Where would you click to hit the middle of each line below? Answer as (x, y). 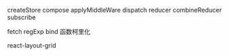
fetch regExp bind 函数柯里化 (49, 31)
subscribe (22, 17)
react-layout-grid (32, 45)
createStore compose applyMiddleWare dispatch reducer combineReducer (114, 10)
